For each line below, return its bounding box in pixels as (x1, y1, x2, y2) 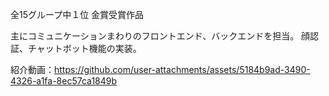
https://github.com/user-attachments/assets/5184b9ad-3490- (54, 64, 311, 75)
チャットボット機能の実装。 (27, 43, 142, 54)
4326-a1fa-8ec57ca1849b (10, 75, 118, 87)
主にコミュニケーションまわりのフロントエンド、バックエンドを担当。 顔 (10, 30, 311, 42)
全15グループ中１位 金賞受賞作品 (10, 9, 145, 20)
